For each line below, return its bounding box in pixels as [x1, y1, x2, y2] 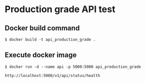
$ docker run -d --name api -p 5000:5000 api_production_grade [5, 64, 141, 69]
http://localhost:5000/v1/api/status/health [5, 73, 100, 78]
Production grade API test [5, 4, 116, 15]
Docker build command [5, 24, 80, 32]
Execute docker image [5, 51, 77, 59]
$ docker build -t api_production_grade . [5, 37, 96, 42]
